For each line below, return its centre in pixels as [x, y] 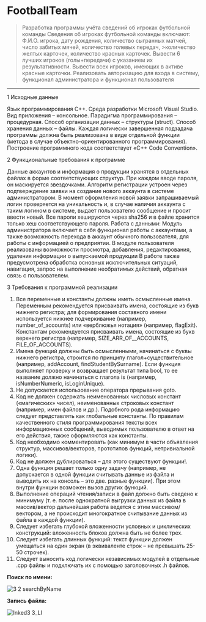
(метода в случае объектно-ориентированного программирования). [97, 141]
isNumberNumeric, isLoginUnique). [60, 383]
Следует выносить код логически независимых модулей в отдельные [107, 558]
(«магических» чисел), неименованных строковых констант [95, 403]
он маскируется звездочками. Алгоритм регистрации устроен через [97, 185]
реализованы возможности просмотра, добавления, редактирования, [99, 249]
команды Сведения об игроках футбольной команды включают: [106, 34]
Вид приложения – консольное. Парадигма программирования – [92, 115]
